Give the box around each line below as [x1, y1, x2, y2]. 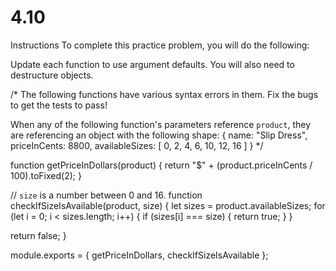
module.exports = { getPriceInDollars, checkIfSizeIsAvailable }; [10, 249, 269, 261]
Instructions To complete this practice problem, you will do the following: [10, 39, 310, 51]
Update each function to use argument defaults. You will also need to [10, 58, 295, 70]
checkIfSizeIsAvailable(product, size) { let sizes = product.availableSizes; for [10, 199, 326, 211]
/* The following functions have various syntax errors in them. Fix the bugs [10, 88, 319, 100]
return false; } [10, 229, 67, 241]
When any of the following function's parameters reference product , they [10, 118, 312, 130]
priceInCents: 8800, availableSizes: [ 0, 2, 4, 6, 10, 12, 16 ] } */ [10, 139, 264, 151]
